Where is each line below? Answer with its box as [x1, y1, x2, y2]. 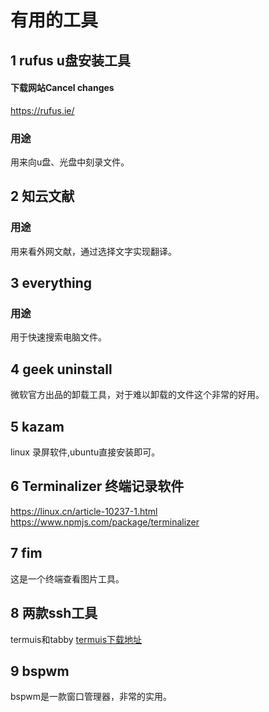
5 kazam [10, 418, 65, 435]
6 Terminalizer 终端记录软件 [10, 478, 185, 495]
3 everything [10, 275, 93, 292]
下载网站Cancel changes [10, 82, 115, 94]
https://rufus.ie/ [10, 104, 75, 116]
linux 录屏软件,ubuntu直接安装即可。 [10, 446, 161, 458]
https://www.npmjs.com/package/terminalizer [10, 516, 200, 528]
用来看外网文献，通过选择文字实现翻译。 [10, 245, 177, 257]
